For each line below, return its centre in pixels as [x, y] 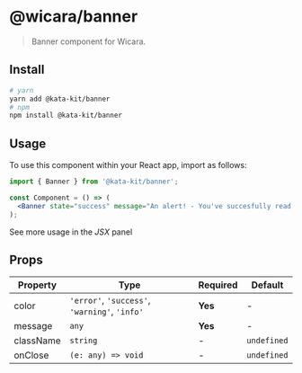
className [37, 341]
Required [218, 285]
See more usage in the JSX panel [71, 232]
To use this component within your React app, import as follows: [128, 165]
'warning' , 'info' [107, 312]
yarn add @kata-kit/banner [60, 99]
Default [267, 285]
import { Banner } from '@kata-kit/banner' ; [94, 182]
